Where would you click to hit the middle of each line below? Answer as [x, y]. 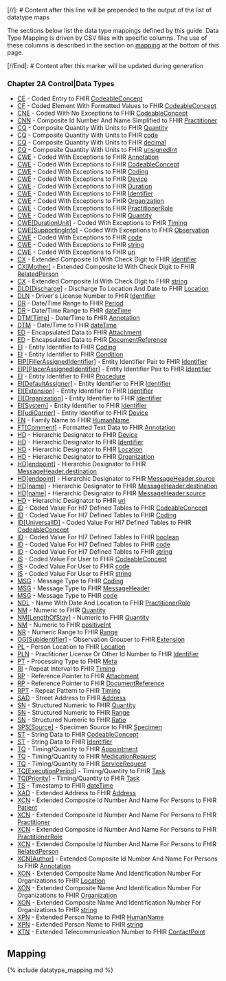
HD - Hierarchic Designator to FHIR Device [77, 435]
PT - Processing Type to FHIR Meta [67, 661]
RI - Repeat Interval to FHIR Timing [66, 669]
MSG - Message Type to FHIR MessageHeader [83, 588]
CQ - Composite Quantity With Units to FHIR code [88, 135]
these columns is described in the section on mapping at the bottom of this [113, 45]
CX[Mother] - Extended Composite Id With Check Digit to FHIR [105, 267]
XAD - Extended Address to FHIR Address [76, 793]
